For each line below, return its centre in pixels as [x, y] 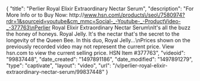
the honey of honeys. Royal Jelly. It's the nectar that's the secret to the [93, 34]
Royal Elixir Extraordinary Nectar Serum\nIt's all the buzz [121, 27]
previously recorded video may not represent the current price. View [90, 46]
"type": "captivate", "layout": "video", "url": [59, 66]
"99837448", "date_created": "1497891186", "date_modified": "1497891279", [100, 59]
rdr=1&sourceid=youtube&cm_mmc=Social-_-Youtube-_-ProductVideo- [93, 21]
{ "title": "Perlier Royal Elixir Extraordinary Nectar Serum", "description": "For [100, 9]
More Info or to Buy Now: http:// [45, 15]
